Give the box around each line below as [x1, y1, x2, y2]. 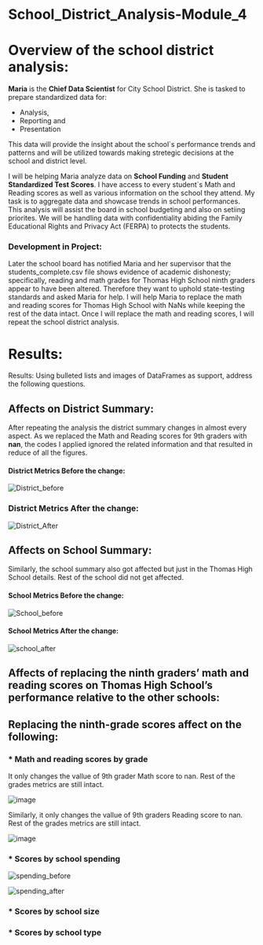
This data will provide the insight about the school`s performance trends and [8, 140, 256, 149]
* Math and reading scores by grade [8, 753, 148, 764]
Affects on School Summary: [8, 544, 152, 557]
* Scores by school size [8, 906, 100, 917]
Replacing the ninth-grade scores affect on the [8, 717, 242, 731]
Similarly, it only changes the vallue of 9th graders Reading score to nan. [8, 810, 243, 819]
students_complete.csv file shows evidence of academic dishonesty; [8, 267, 232, 277]
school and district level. [8, 156, 88, 166]
